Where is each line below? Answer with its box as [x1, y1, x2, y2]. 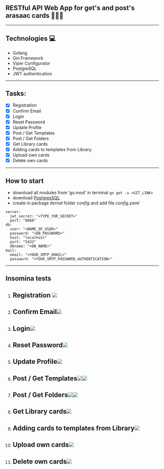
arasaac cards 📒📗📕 [5, 12, 64, 20]
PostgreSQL [12, 66, 37, 71]
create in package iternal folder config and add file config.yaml [12, 200, 140, 206]
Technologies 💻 [5, 34, 56, 43]
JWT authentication [12, 70, 53, 76]
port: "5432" [10, 239, 36, 244]
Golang [12, 50, 27, 56]
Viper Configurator [12, 60, 51, 66]
